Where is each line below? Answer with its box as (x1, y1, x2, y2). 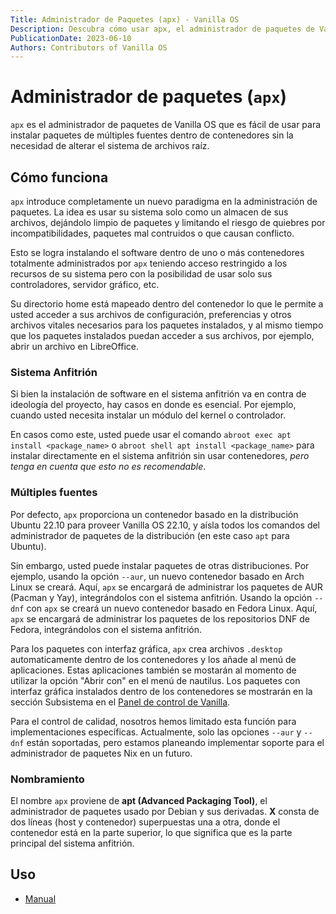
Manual (24, 892, 57, 905)
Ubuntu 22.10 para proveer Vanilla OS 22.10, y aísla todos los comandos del (10, 519, 321, 531)
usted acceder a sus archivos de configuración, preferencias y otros (10, 309, 292, 320)
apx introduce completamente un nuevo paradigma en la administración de (10, 196, 318, 207)
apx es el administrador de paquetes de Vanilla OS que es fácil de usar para (10, 119, 322, 131)
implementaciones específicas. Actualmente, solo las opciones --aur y (10, 726, 302, 738)
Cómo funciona (10, 169, 109, 186)
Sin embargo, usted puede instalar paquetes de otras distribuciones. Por (10, 559, 310, 571)
